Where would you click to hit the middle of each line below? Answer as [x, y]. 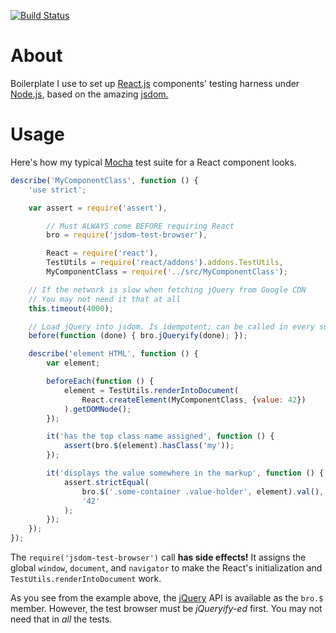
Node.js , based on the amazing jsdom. [89, 94]
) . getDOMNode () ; [97, 409]
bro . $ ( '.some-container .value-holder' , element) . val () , [203, 491]
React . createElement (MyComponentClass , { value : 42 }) [194, 400]
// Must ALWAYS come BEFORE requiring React [140, 226]
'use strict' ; [57, 190]
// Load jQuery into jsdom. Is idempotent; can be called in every [171, 326]
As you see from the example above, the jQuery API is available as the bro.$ [167, 598]
